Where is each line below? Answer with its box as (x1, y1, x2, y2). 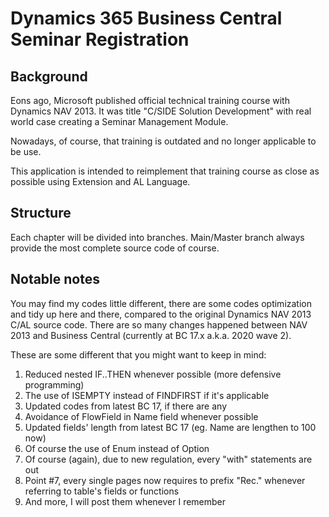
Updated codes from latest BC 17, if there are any (24, 400, 227, 412)
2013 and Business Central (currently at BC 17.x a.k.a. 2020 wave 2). (10, 329, 292, 341)
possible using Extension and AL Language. (10, 176, 191, 187)
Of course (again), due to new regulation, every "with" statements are (24, 453, 313, 465)
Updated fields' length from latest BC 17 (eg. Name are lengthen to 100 (24, 421, 317, 433)
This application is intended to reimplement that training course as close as (10, 165, 320, 177)
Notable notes (10, 271, 100, 288)
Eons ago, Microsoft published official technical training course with (10, 95, 290, 106)
